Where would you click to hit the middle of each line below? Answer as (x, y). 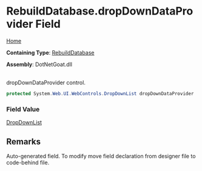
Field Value (23, 109)
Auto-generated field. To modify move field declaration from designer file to (101, 156)
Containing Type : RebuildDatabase (50, 52)
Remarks (24, 142)
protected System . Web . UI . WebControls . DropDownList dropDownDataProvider (100, 93)
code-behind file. (28, 163)
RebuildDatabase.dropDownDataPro (100, 11)
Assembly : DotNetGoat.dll (39, 64)
